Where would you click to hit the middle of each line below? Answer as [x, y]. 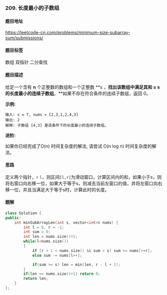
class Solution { [23, 213]
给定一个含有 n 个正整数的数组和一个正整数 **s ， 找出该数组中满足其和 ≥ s [82, 87]
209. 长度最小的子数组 [32, 8]
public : [13, 218]
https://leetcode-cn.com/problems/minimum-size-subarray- [68, 33]
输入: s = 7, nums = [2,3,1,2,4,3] [42, 115]
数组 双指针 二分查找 [26, 62]
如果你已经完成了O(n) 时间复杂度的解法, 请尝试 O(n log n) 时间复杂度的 [79, 146]
